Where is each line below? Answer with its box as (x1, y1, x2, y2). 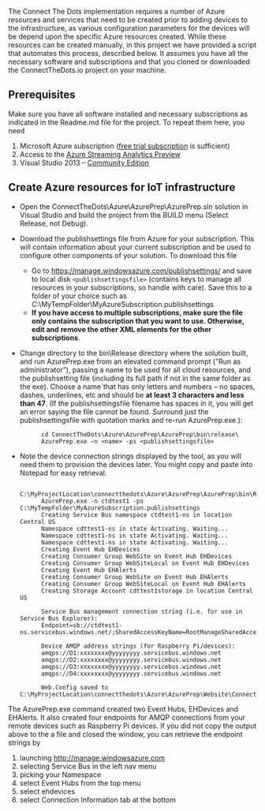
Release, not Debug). (19, 219, 88, 228)
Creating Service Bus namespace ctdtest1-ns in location (40, 510, 233, 519)
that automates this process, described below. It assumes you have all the (8, 49, 248, 58)
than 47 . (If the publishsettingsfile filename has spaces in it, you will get (19, 398, 254, 408)
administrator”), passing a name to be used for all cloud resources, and (19, 364, 251, 374)
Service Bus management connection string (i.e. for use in (40, 607, 243, 615)
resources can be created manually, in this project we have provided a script (8, 40, 257, 50)
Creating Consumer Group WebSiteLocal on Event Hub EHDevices (40, 559, 250, 567)
